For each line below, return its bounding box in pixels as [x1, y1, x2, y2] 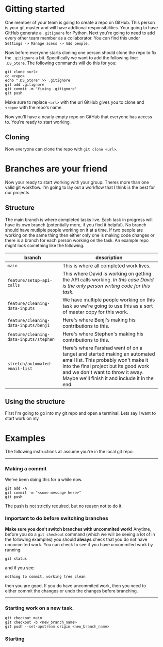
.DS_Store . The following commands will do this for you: [5, 60, 117, 66]
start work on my [5, 415, 39, 422]
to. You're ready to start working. [5, 119, 71, 125]
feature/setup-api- [7, 277, 52, 283]
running [5, 547, 21, 553]
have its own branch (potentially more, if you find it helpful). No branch [5, 222, 147, 227]
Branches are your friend [5, 163, 108, 174]
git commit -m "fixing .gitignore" [5, 86, 77, 91]
